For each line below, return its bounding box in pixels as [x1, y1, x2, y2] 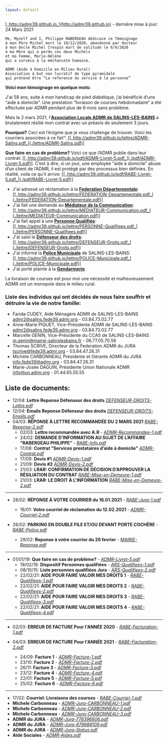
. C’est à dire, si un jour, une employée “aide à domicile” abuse [32, 160, 161, 166]
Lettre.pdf [12, 403, 33, 409]
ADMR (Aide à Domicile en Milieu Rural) [5, 67, 91, 72]
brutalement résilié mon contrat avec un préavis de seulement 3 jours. [5, 120, 149, 126]
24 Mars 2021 [5, 26, 34, 33]
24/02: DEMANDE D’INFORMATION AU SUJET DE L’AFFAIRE [19, 434, 146, 441]
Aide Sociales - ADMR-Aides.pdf [12, 732, 81, 738]
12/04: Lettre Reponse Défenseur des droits [12, 397, 105, 403]
